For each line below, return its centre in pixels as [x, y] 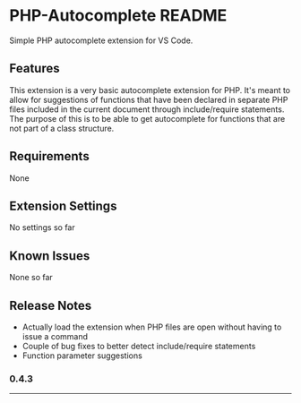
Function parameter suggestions [82, 356]
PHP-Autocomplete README [118, 16]
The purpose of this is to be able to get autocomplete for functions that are [147, 118]
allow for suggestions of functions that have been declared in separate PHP [149, 99]
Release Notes [51, 305]
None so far [31, 278]
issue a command [55, 336]
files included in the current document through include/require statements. [147, 109]
